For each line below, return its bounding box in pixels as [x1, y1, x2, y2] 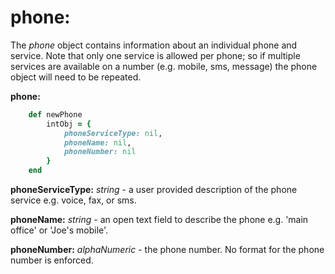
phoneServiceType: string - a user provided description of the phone [10, 184, 298, 196]
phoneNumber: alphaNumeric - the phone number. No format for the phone [10, 244, 325, 256]
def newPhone [28, 109, 83, 120]
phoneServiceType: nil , [63, 128, 163, 138]
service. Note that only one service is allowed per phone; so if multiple [10, 49, 301, 61]
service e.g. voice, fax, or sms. [10, 194, 137, 206]
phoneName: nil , [63, 137, 132, 148]
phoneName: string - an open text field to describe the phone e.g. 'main [10, 214, 309, 226]
